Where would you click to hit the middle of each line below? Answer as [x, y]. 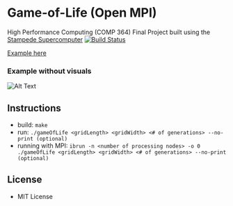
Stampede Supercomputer [45, 39]
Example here [27, 53]
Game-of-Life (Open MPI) [82, 13]
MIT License [35, 196]
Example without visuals [49, 71]
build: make [32, 125]
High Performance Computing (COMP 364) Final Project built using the [109, 32]
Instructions [34, 108]
